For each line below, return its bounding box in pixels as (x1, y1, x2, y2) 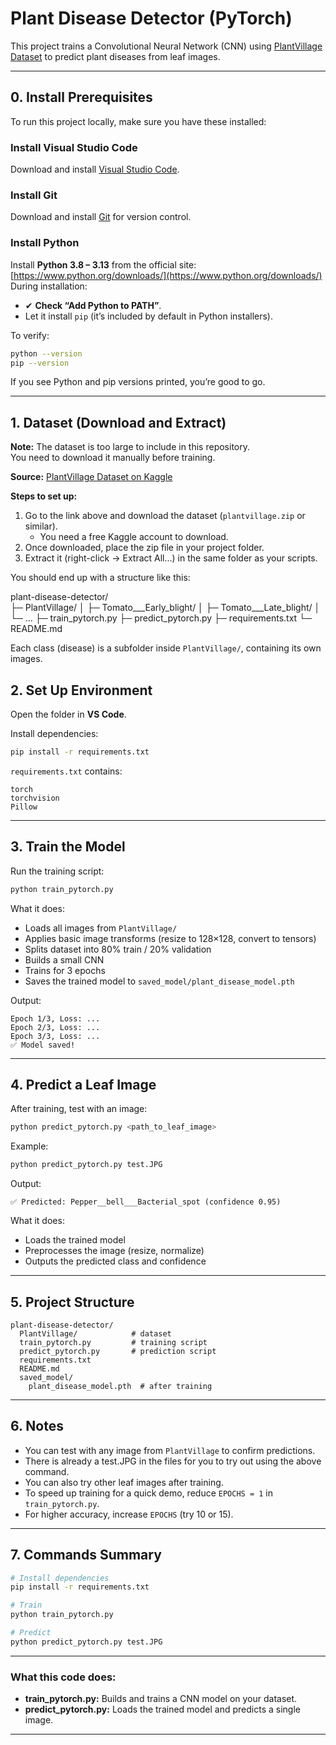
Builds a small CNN (24, 953, 105, 966)
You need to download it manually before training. (10, 452, 216, 464)
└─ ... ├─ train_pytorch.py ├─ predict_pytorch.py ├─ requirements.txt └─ (10, 612, 312, 624)
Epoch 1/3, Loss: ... (10, 1013, 101, 1024)
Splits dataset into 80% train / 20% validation (24, 943, 212, 955)
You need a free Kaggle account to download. (39, 531, 229, 543)
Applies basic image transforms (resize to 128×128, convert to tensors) (24, 932, 317, 944)
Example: (10, 1140, 49, 1152)
